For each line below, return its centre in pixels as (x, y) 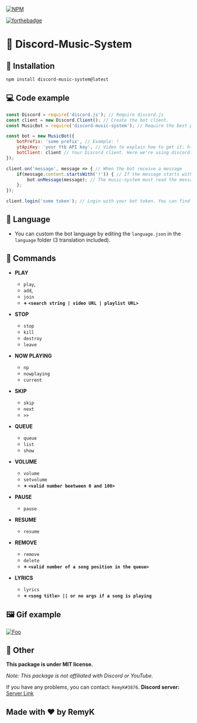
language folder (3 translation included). (62, 240)
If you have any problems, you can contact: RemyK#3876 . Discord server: (93, 687)
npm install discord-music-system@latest (57, 79)
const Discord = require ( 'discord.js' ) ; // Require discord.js (85, 115)
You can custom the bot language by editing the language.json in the (98, 234)
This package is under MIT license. (50, 664)
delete (31, 561)
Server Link (20, 694)
